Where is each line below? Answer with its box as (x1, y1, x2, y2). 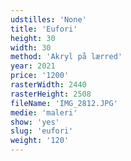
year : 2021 (10, 61, 56, 71)
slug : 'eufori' (10, 126, 74, 136)
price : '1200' (10, 71, 70, 81)
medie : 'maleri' (10, 107, 78, 118)
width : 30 (10, 42, 52, 53)
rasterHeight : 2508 (10, 89, 92, 99)
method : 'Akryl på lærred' (10, 52, 123, 62)
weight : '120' (10, 136, 70, 146)
